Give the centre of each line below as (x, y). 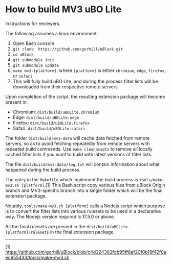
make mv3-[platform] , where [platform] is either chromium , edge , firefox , (89, 70)
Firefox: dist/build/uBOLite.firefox (51, 123)
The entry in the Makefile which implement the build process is (72, 179)
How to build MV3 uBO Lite (63, 9)
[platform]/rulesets (27, 232)
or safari (23, 76)
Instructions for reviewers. (33, 23)
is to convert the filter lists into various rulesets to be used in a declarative (83, 211)
